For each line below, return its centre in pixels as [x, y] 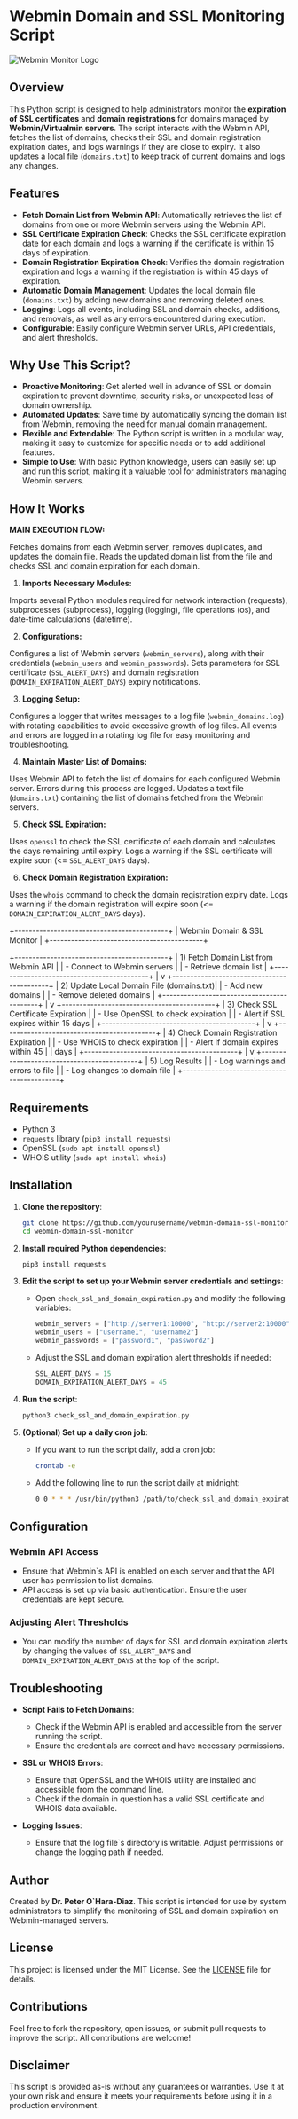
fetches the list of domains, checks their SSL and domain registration [135, 137]
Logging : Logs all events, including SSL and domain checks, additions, [151, 309]
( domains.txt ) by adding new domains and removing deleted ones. [144, 300]
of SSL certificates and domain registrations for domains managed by [139, 118]
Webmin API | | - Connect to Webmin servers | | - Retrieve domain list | [138, 967]
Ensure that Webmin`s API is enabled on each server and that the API [148, 1571]
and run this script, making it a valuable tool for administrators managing [154, 471]
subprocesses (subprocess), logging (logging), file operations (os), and [140, 610]
